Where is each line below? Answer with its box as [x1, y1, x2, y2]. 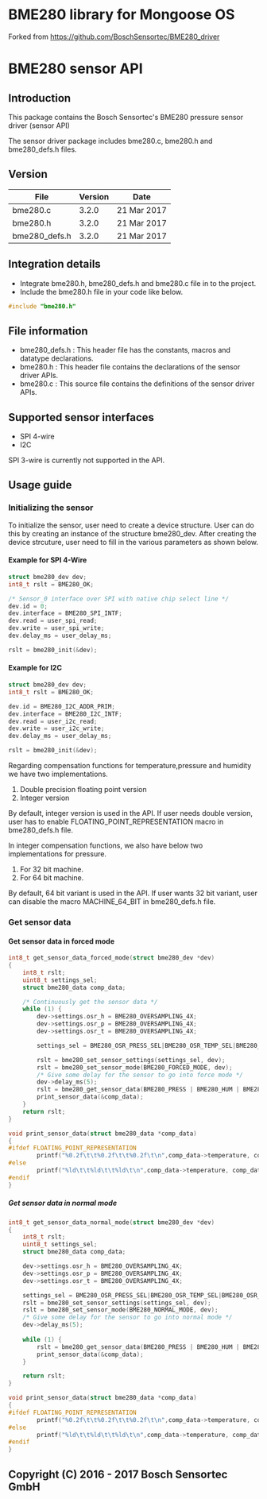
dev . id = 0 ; [8, 602, 48, 610]
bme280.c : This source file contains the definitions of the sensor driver [19, 379, 255, 388]
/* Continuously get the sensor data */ [22, 998, 158, 1006]
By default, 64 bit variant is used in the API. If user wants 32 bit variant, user [8, 888, 258, 898]
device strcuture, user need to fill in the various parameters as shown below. [8, 537, 259, 547]
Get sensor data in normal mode [8, 1198, 118, 1208]
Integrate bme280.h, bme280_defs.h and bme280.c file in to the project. [19, 278, 257, 288]
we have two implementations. [8, 769, 109, 779]
